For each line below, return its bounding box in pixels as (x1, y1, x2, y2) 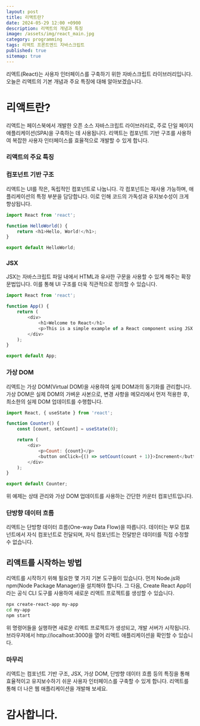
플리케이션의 (6, 192, 36, 200)
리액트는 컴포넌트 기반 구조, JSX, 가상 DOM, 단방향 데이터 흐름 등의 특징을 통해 (6, 670, 190, 678)
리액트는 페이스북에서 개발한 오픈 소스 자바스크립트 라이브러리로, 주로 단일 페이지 (6, 122, 194, 129)
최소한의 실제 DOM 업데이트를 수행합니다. (6, 398, 103, 405)
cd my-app (6, 607, 31, 613)
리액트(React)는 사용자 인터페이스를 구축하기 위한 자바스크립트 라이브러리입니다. (6, 70, 193, 78)
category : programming (6, 36, 62, 42)
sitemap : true (6, 53, 42, 59)
